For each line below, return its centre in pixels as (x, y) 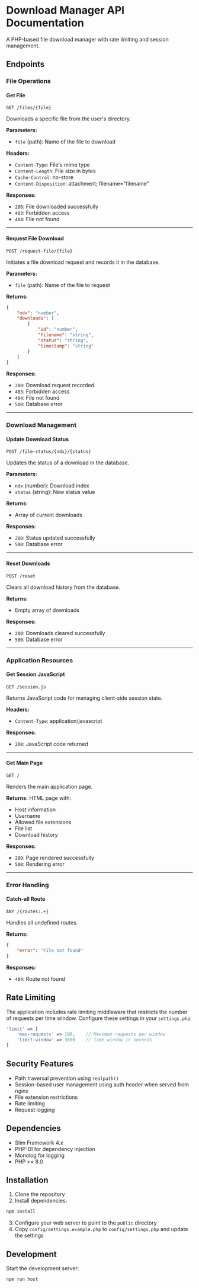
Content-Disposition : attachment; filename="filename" (82, 184)
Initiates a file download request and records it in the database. (83, 262)
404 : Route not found (40, 978)
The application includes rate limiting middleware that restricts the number (97, 1012)
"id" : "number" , (58, 330)
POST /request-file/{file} (39, 251)
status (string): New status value (55, 492)
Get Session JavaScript (36, 674)
